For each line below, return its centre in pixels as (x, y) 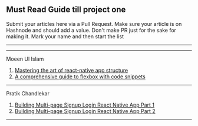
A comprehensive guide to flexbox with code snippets (80, 77)
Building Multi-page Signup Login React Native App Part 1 (85, 105)
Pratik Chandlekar (28, 93)
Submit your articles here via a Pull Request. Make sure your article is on (94, 24)
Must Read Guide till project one (66, 10)
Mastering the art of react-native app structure (71, 70)
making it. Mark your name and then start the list (65, 36)
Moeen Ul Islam (25, 59)
